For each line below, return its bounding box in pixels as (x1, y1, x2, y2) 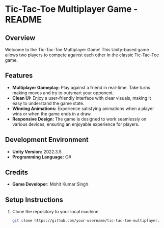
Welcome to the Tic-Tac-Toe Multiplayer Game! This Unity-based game (5, 47, 149, 52)
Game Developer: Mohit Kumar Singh (12, 181, 88, 187)
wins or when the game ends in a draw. (12, 111, 92, 116)
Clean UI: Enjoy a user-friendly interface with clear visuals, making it (12, 95, 151, 101)
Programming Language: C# (12, 154, 71, 160)
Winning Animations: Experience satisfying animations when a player (12, 105, 154, 112)
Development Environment (5, 136, 89, 144)
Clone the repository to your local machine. (12, 209, 100, 215)
